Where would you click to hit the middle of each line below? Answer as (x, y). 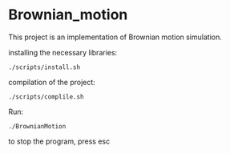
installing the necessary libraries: (63, 52)
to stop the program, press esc (59, 141)
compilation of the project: (52, 82)
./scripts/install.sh (44, 67)
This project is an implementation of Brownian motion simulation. (115, 37)
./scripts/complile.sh (46, 97)
